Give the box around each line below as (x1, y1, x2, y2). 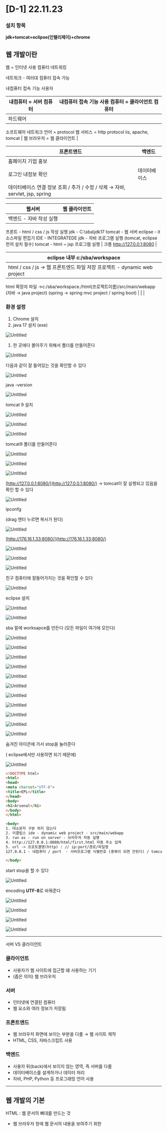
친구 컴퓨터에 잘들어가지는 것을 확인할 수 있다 (5, 575, 93, 581)
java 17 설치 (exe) (12, 322, 48, 328)
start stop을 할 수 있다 (5, 868, 49, 874)
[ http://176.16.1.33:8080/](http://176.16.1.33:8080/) (5, 536, 107, 541)
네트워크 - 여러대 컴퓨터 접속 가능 (5, 75, 70, 81)
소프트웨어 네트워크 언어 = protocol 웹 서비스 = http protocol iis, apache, (5, 129, 149, 135)
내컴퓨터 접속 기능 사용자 (5, 85, 54, 91)
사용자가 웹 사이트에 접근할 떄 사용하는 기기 (12, 967, 97, 973)
